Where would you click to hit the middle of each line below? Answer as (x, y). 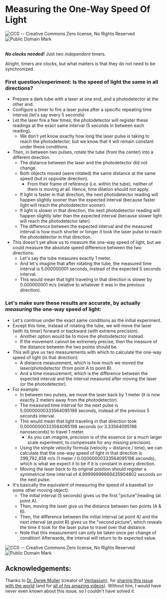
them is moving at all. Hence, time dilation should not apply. (88, 189)
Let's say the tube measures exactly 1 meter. (66, 258)
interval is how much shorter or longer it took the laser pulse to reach (91, 232)
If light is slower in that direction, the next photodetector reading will (90, 210)
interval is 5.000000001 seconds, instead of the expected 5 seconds (90, 269)
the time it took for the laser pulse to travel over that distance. (83, 527)
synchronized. (20, 69)
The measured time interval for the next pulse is (69, 405)
